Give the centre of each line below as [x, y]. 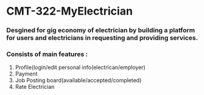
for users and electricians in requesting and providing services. [102, 38]
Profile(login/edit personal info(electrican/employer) [80, 68]
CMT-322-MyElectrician [69, 11]
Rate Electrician [35, 87]
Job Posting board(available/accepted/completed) [78, 80]
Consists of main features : [47, 54]
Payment [26, 74]
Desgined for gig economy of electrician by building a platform [101, 30]
